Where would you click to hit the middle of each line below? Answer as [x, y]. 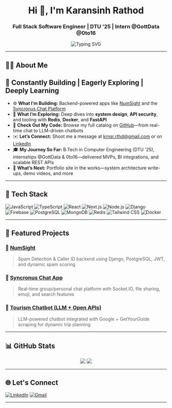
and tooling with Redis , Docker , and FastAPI [60, 119]
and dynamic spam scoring [47, 264]
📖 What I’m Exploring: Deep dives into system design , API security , [85, 114]
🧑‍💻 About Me [27, 65]
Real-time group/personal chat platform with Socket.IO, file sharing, [89, 289]
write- [154, 168]
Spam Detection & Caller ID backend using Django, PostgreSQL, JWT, [91, 259]
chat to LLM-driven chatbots [53, 130]
